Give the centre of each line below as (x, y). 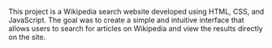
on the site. (27, 37)
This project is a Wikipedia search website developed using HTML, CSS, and (136, 12)
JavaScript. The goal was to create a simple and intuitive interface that (127, 20)
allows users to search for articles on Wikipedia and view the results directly (136, 28)
